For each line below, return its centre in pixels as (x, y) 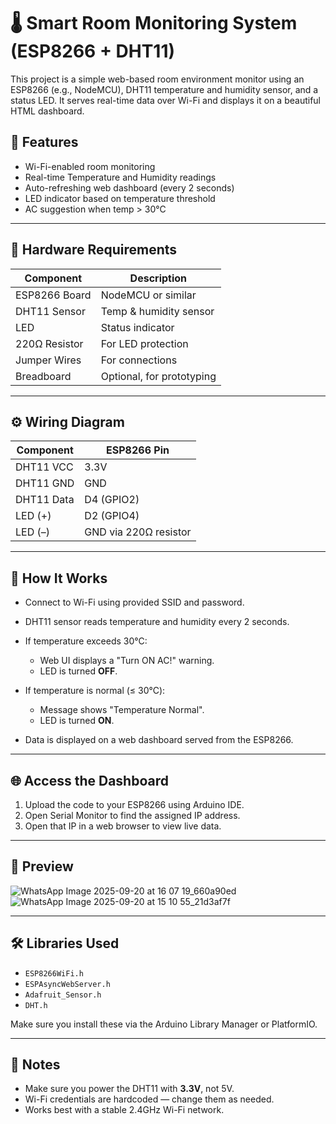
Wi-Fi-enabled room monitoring (90, 166)
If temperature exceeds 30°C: (86, 641)
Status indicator (137, 327)
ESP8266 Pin (138, 450)
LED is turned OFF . (78, 671)
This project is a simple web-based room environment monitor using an (157, 79)
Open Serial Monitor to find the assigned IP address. (132, 815)
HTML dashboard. (47, 111)
